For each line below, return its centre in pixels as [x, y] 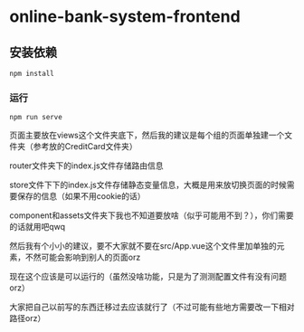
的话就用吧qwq [38, 227]
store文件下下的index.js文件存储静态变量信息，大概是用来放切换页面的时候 [148, 185]
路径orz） [28, 318]
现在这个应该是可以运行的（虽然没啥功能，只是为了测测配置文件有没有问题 [148, 277]
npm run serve [36, 118]
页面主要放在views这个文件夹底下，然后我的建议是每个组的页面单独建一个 [147, 135]
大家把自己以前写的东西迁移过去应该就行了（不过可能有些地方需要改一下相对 [152, 307]
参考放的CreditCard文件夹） [85, 147]
